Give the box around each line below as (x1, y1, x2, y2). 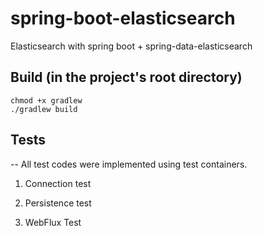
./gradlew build (10, 104, 78, 114)
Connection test (24, 177, 92, 189)
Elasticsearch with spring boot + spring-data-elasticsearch (10, 40, 253, 52)
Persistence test (24, 197, 92, 209)
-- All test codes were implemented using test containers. (10, 158, 248, 170)
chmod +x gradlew (10, 95, 83, 106)
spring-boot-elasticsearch (10, 7, 236, 30)
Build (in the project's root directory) (10, 69, 243, 86)
